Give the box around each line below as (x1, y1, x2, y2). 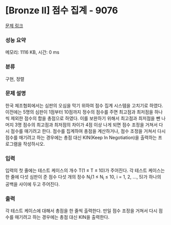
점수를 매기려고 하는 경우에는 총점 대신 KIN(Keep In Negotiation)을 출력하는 (5, 134, 157, 141)
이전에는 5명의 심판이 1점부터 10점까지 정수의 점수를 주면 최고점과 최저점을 (5, 108, 154, 115)
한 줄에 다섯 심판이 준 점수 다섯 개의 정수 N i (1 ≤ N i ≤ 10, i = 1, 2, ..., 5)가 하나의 (5, 174, 162, 181)
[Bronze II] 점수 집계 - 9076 (5, 5, 118, 16)
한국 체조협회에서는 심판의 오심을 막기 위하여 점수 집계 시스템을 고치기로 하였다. (5, 102, 163, 108)
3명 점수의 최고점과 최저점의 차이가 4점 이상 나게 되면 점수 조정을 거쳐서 (14, 121, 158, 128)
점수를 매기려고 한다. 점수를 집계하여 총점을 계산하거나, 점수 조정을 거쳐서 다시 (10, 128, 166, 134)
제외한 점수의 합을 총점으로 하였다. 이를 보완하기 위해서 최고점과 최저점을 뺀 (10, 115, 161, 121)
